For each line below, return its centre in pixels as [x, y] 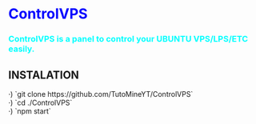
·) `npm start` [30, 111]
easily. [22, 49]
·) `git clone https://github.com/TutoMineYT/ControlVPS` [101, 94]
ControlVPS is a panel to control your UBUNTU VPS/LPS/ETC [128, 39]
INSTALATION [44, 75]
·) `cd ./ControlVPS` [40, 102]
